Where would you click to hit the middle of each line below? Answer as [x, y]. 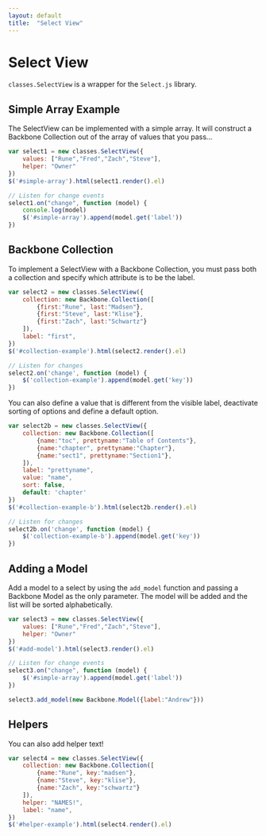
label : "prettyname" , [58, 470]
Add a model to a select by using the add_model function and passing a [123, 588]
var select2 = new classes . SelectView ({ [76, 292]
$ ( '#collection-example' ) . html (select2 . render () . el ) [97, 351]
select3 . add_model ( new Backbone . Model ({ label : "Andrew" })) [106, 700]
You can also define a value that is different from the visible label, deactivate [133, 403]
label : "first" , [50, 336]
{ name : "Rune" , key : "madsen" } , [87, 773]
